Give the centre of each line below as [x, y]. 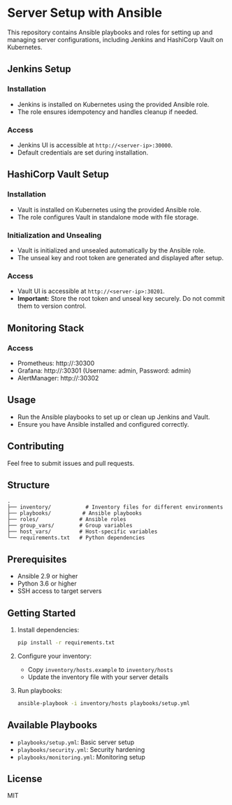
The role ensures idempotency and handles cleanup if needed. [108, 112]
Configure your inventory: [55, 656]
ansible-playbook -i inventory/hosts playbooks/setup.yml [103, 703]
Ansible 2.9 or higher [48, 576]
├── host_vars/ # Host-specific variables [82, 532]
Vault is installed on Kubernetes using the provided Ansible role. [109, 209]
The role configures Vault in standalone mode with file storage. [108, 217]
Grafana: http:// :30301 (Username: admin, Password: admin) [104, 370]
